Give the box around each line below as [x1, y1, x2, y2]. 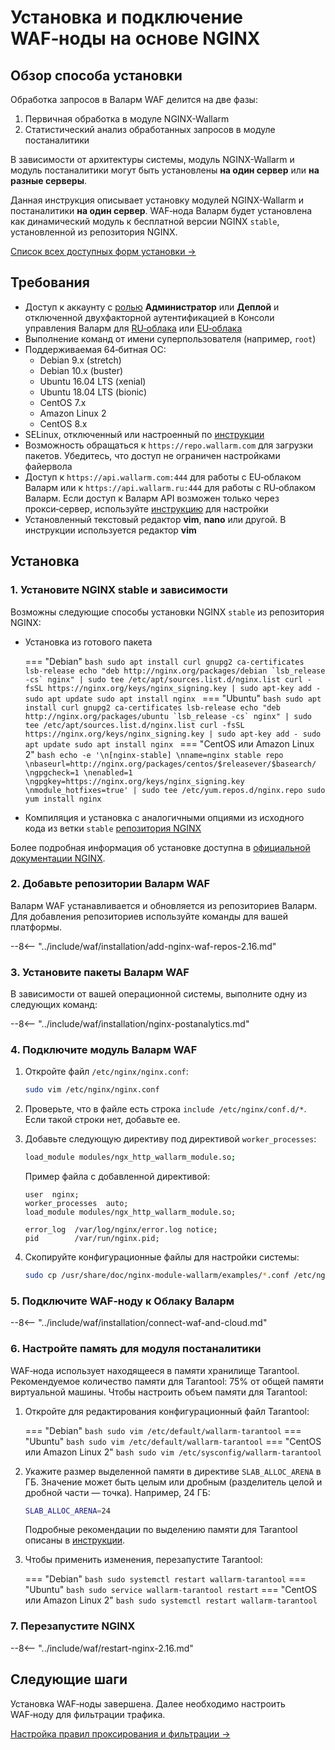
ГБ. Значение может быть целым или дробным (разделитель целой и [24, 1476, 323, 1488]
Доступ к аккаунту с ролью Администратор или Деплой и [24, 301, 280, 313]
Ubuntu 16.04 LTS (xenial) [39, 375, 147, 387]
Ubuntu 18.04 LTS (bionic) [39, 386, 148, 398]
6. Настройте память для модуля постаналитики [10, 1342, 262, 1356]
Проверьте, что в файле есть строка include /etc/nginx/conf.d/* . [24, 1103, 307, 1115]
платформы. [10, 921, 63, 933]
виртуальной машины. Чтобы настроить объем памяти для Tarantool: [10, 1386, 308, 1398]
